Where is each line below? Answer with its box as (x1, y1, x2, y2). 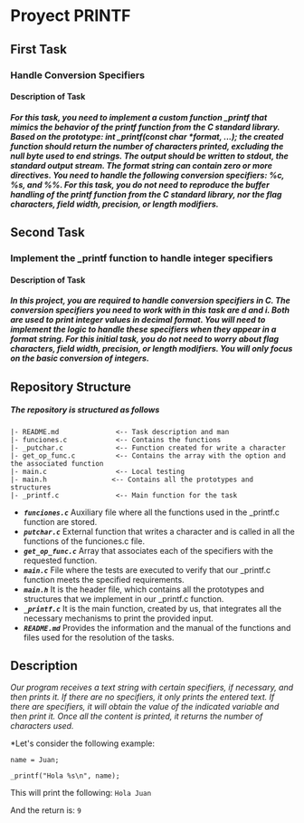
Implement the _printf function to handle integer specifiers (10, 252, 274, 264)
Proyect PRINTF (10, 5, 131, 26)
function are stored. (23, 516, 98, 527)
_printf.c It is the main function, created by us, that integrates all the (23, 603, 282, 614)
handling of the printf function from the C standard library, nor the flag (10, 189, 282, 199)
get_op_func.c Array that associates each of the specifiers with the (23, 545, 274, 556)
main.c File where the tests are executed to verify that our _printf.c (23, 564, 271, 576)
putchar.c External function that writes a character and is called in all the (23, 526, 295, 537)
